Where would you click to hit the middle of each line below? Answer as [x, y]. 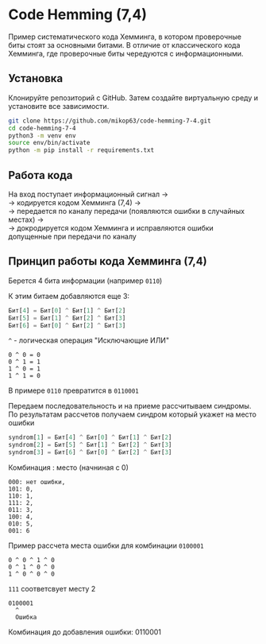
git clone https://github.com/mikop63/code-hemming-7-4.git [110, 121]
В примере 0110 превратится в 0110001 [73, 390]
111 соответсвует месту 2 [52, 589]
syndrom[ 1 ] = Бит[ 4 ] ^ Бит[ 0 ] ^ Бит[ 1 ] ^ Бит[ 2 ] [90, 438]
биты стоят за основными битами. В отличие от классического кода [124, 45]
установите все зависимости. [59, 106]
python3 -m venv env [42, 136]
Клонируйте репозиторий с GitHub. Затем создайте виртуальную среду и [133, 98]
